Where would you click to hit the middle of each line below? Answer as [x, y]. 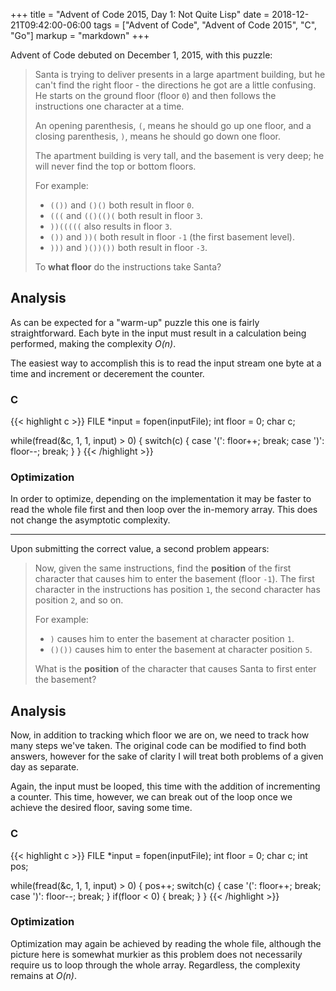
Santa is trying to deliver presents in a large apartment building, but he [180, 74]
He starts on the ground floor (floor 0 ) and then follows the [155, 95]
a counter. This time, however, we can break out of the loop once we [151, 797]
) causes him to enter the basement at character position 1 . [172, 639]
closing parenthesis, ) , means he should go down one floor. [157, 136]
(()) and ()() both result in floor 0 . [122, 205]
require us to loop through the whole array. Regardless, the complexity [155, 965]
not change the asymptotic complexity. [90, 520]
